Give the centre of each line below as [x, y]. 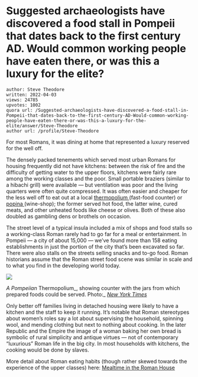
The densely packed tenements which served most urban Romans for [91, 159]
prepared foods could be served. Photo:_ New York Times [77, 294]
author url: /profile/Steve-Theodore [53, 131]
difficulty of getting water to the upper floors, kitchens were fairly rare [91, 172]
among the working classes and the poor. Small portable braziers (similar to [98, 178]
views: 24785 [22, 100]
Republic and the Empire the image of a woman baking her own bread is [94, 331]
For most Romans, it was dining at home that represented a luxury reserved [98, 142]
